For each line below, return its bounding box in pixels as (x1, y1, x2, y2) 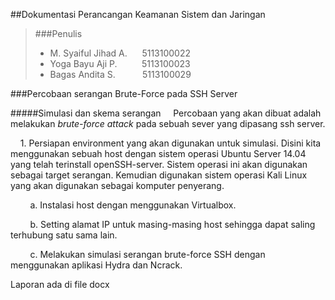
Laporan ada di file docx (10, 279, 110, 290)
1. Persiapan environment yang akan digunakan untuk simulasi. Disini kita (19, 137, 322, 149)
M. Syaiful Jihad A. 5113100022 (49, 47, 191, 59)
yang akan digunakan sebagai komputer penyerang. (10, 180, 225, 191)
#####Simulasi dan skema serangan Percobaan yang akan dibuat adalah (10, 107, 322, 119)
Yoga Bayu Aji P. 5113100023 (49, 58, 191, 69)
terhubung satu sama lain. (10, 229, 118, 241)
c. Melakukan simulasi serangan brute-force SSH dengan (29, 249, 266, 260)
